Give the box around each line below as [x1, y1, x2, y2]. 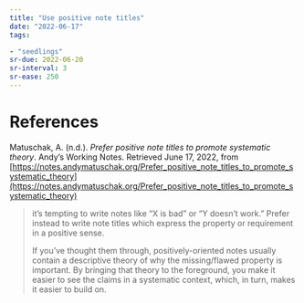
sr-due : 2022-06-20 [9, 56, 84, 65]
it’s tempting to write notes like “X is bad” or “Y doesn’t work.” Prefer [31, 207, 290, 219]
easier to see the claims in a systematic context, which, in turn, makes [31, 274, 296, 285]
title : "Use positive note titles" [9, 13, 145, 23]
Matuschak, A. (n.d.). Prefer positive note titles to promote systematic [9, 141, 271, 152]
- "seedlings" [9, 47, 64, 56]
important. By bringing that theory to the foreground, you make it [31, 264, 276, 275]
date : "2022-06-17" [9, 22, 84, 31]
